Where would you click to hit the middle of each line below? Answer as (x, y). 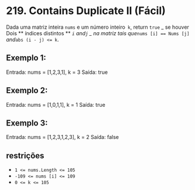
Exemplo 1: (26, 58)
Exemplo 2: (27, 91)
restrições (25, 156)
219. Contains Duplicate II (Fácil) (86, 11)
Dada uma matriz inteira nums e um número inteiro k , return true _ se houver (97, 27)
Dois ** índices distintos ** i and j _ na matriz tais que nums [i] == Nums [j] (98, 33)
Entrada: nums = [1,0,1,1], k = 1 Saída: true (56, 104)
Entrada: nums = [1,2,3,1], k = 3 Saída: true (57, 72)
